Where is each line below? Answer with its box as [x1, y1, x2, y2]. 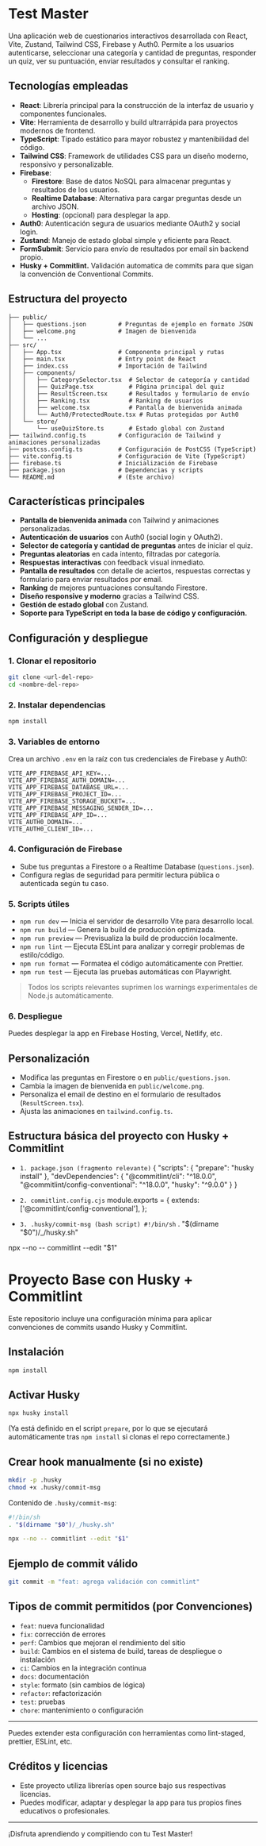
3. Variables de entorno [8, 736, 101, 747]
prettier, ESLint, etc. [8, 1736, 73, 1746]
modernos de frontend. [19, 125, 96, 135]
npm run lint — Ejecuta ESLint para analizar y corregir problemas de [19, 942, 245, 951]
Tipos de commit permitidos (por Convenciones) [8, 1600, 253, 1613]
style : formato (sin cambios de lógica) [19, 1680, 146, 1690]
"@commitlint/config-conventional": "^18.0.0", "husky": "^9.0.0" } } [19, 1180, 237, 1189]
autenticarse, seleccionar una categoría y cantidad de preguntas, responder [8, 48, 256, 57]
